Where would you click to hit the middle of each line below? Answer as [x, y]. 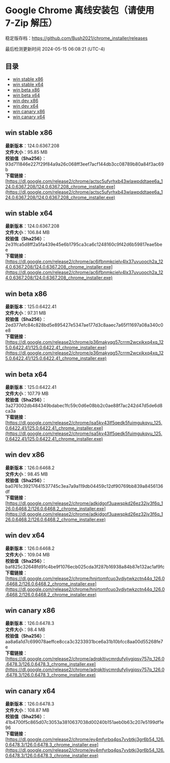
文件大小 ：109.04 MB [28, 554]
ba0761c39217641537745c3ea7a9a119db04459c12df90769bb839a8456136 [84, 486]
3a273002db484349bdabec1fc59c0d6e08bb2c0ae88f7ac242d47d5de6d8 [84, 406]
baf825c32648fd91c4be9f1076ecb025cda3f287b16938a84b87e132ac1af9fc [85, 567]
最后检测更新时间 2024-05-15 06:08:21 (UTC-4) [55, 49]
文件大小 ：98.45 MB [27, 474]
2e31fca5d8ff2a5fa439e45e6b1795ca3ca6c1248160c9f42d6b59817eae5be [84, 245]
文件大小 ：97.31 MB [26, 313]
